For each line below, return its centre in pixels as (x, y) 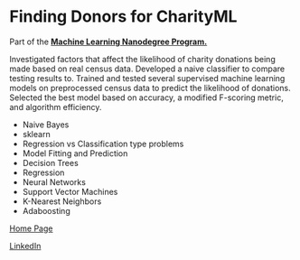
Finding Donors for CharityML (123, 17)
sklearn (37, 134)
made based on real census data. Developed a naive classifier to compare (147, 69)
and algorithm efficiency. (56, 107)
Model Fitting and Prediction (75, 153)
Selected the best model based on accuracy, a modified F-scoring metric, (147, 97)
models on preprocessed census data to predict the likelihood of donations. (150, 88)
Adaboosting (46, 210)
